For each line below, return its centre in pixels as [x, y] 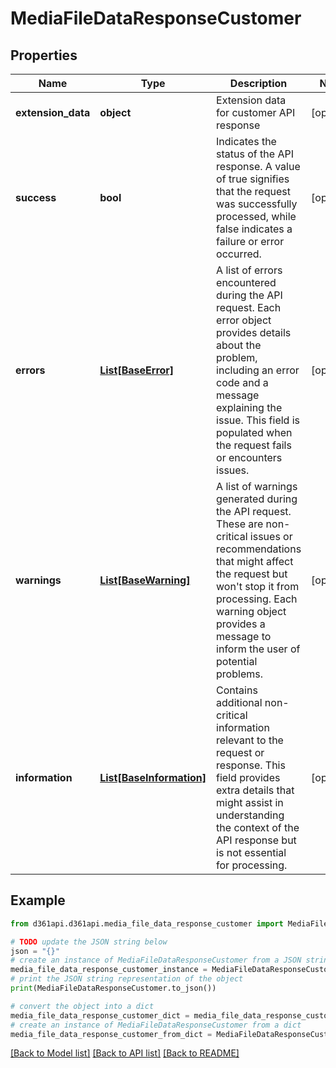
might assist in [250, 802]
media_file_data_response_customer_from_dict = [111, 1034]
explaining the [249, 407]
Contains [237, 690]
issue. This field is [258, 420]
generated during [257, 499]
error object [244, 320]
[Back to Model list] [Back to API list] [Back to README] [125, 1053]
